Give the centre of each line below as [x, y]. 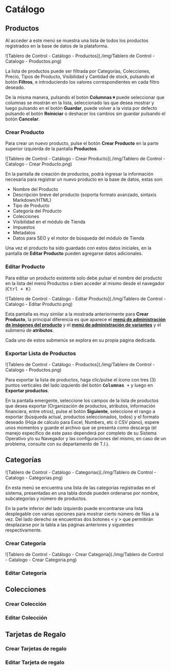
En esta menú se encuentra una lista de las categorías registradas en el [80, 487]
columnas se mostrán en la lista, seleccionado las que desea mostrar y [80, 103]
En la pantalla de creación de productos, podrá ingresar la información [79, 174]
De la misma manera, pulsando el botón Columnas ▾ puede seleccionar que [85, 97]
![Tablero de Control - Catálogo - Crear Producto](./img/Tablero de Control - [86, 159]
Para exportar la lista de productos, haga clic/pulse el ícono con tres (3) [81, 379]
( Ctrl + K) [18, 289]
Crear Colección [26, 604]
